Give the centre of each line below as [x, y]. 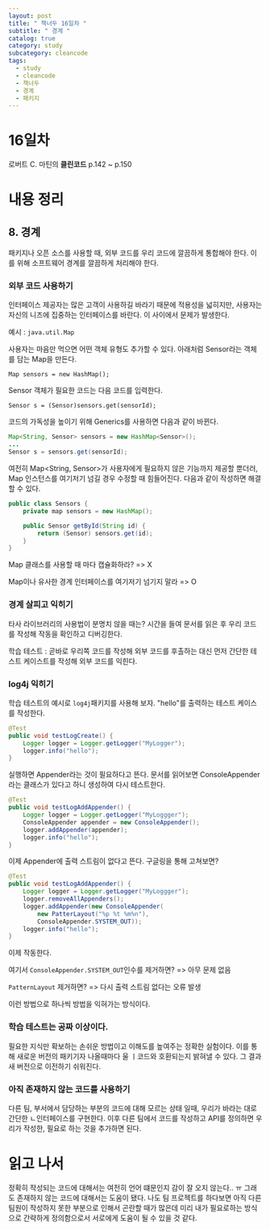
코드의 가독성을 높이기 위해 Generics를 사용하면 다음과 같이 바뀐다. [114, 422]
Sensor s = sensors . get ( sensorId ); [68, 452]
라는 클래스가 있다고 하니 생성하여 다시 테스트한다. [87, 785]
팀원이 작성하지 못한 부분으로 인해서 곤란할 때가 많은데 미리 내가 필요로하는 [126, 1207]
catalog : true [32, 38]
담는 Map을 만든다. [47, 359]
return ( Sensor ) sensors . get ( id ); [95, 533]
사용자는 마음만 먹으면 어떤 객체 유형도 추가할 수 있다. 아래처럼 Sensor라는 [125, 349]
